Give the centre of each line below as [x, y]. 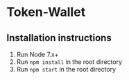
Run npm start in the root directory [66, 69]
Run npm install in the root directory [69, 62]
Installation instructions [59, 38]
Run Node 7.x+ [37, 54]
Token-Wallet [46, 12]
